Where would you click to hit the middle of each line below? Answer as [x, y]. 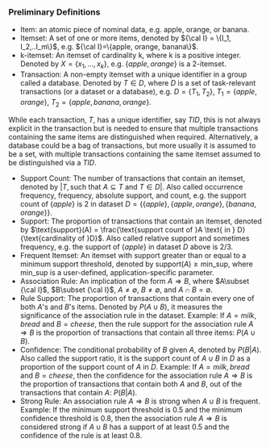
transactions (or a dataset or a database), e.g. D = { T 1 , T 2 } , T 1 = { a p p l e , [139, 93]
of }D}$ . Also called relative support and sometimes [164, 238]
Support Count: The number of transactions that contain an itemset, [133, 178]
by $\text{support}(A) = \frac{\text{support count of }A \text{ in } [128, 229]
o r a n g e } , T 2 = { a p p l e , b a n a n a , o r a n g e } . [85, 103]
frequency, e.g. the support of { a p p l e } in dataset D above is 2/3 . [127, 246]
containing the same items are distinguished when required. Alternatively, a [133, 136]
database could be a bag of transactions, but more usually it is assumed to [132, 145]
